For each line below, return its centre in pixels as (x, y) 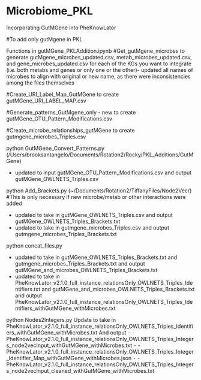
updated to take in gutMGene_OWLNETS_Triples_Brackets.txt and (96, 257)
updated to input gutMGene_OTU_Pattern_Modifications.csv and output (103, 173)
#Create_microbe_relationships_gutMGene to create (70, 130)
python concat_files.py (34, 245)
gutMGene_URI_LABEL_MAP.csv (46, 101)
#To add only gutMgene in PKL (44, 39)
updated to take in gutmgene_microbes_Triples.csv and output (92, 227)
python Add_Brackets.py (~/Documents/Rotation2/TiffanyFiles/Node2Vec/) (99, 191)
